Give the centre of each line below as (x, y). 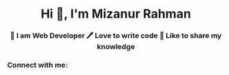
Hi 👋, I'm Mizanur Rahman (116, 14)
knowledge (116, 47)
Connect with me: (38, 65)
